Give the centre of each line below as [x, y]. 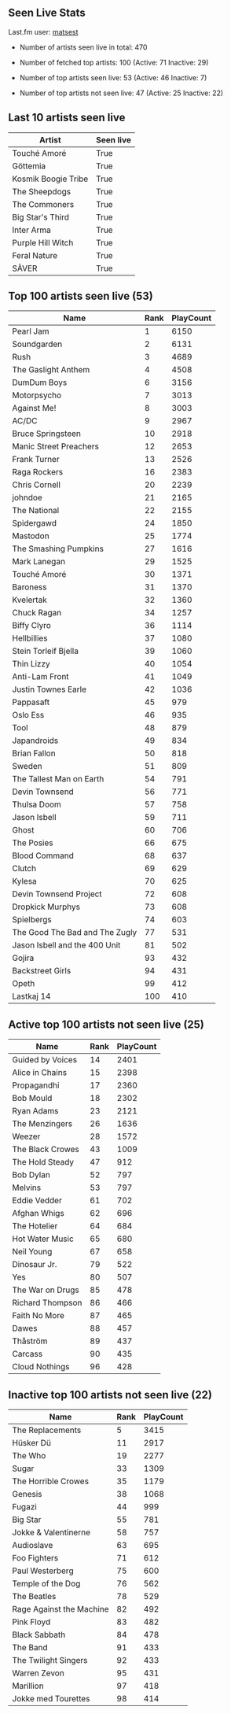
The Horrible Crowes [50, 1481]
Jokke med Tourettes [51, 1699]
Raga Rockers [38, 472]
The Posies [33, 843]
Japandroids [35, 741]
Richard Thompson [47, 1303]
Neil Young [32, 1252]
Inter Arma [31, 230]
